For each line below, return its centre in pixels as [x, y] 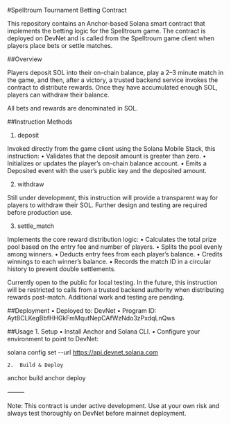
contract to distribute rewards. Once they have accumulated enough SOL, [112, 87]
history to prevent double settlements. [62, 269]
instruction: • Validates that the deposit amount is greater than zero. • [107, 156]
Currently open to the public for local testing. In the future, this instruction [112, 282]
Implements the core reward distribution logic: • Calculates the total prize [112, 239]
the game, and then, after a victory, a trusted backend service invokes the [113, 80]
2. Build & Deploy [35, 365]
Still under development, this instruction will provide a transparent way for [113, 198]
